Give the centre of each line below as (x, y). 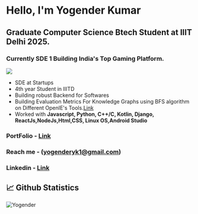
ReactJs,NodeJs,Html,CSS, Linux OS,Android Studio (81, 120)
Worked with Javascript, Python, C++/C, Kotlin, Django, (84, 114)
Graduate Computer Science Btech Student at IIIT (99, 32)
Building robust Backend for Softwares (62, 95)
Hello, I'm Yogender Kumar (74, 10)
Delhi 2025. (28, 41)
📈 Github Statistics (42, 188)
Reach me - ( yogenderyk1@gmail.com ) (64, 152)
